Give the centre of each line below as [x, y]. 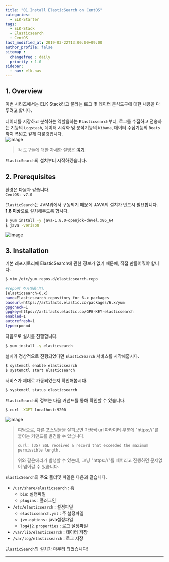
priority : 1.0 [26, 62]
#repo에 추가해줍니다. [25, 289]
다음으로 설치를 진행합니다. [31, 336]
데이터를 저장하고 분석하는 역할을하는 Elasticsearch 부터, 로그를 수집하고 [77, 121]
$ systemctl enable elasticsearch [41, 366]
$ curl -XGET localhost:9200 [36, 410]
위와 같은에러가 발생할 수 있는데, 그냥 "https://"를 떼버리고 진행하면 [83, 460]
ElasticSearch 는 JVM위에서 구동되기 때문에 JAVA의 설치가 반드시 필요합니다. [82, 204]
